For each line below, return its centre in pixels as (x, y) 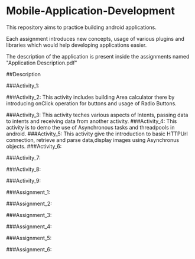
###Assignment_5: (29, 238)
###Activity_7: (23, 157)
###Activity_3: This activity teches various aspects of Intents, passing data (97, 115)
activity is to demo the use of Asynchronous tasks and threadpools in (90, 127)
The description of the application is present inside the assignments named (98, 56)
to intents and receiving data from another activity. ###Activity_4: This (92, 121)
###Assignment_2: (29, 203)
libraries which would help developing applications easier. (77, 45)
